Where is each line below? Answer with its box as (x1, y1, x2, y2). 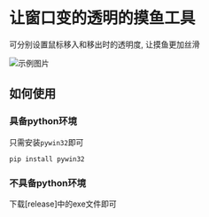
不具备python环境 (9, 176, 87, 189)
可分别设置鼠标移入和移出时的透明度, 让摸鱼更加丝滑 (9, 39, 200, 50)
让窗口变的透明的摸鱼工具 (9, 8, 197, 28)
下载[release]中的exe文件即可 (9, 198, 117, 209)
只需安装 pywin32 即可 (9, 136, 84, 147)
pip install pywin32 (9, 154, 86, 164)
